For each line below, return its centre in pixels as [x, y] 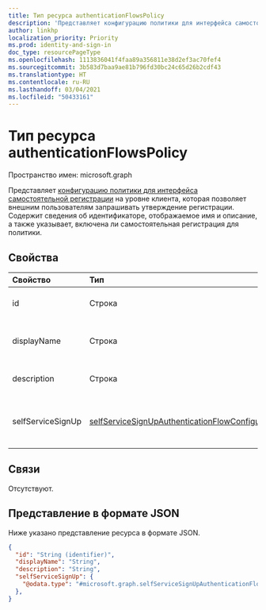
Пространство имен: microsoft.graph [70, 175]
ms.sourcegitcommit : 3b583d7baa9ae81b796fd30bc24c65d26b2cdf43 [115, 68]
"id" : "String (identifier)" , [65, 554]
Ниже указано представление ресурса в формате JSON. [104, 532]
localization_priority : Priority [63, 38]
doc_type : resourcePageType [55, 52]
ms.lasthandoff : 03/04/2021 [55, 89]
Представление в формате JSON [94, 513]
